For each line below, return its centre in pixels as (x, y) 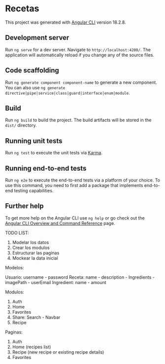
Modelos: (15, 267)
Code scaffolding (32, 70)
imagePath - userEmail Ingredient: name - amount (56, 282)
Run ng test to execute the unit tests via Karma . (54, 153)
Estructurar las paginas (36, 253)
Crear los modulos (31, 248)
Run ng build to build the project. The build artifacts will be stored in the (78, 120)
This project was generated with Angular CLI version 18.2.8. (66, 22)
